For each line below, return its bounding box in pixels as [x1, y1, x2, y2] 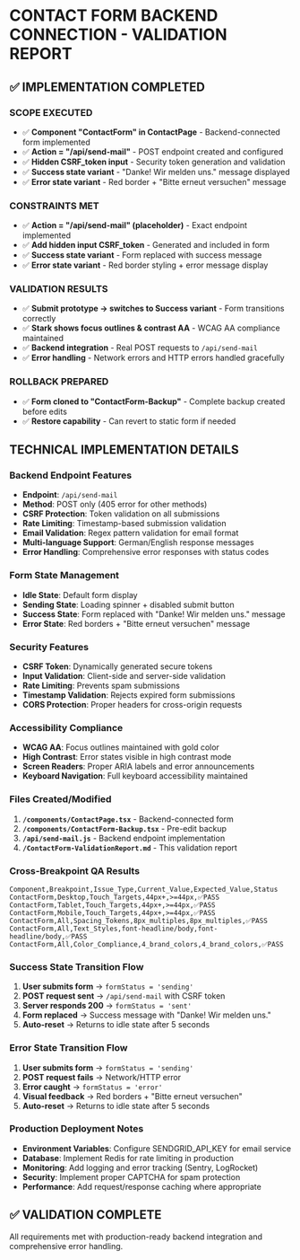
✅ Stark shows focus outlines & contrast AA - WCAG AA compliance [21, 322, 280, 333]
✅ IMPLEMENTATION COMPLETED [9, 79, 206, 94]
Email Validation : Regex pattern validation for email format [21, 527, 239, 539]
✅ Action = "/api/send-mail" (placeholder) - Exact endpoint [21, 220, 248, 231]
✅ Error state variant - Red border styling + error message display [21, 260, 269, 270]
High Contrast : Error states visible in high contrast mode [21, 752, 232, 762]
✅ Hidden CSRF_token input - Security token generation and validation [21, 156, 286, 167]
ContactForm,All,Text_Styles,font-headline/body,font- [9, 924, 219, 933]
